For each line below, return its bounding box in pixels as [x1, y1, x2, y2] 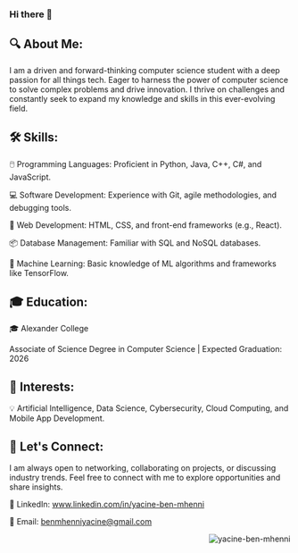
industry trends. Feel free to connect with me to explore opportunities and [9, 472, 281, 482]
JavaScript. [9, 172, 52, 182]
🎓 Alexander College [9, 323, 89, 334]
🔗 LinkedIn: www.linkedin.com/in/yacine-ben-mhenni [9, 499, 205, 509]
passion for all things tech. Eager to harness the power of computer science [9, 74, 288, 85]
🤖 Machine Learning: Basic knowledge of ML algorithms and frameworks [9, 258, 277, 269]
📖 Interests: [9, 379, 75, 394]
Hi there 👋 [9, 8, 54, 21]
